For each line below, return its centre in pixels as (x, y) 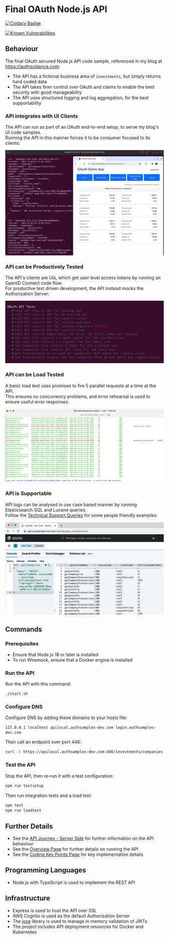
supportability (27, 103)
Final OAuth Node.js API (56, 9)
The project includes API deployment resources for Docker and (78, 926)
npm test (14, 805)
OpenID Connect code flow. (34, 283)
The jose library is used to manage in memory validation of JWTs (80, 921)
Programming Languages (46, 870)
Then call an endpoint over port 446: (43, 742)
